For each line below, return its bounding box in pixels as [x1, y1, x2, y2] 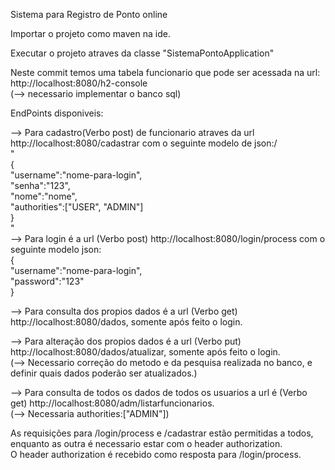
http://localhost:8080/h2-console [10, 77, 148, 89]
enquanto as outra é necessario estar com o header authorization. [10, 438, 283, 449]
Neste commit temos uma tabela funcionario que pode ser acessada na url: [10, 67, 321, 78]
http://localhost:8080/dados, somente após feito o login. [10, 316, 243, 328]
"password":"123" [10, 275, 85, 287]
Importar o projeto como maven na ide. [10, 28, 171, 39]
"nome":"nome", [10, 190, 78, 202]
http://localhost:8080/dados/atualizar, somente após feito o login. [10, 346, 281, 358]
